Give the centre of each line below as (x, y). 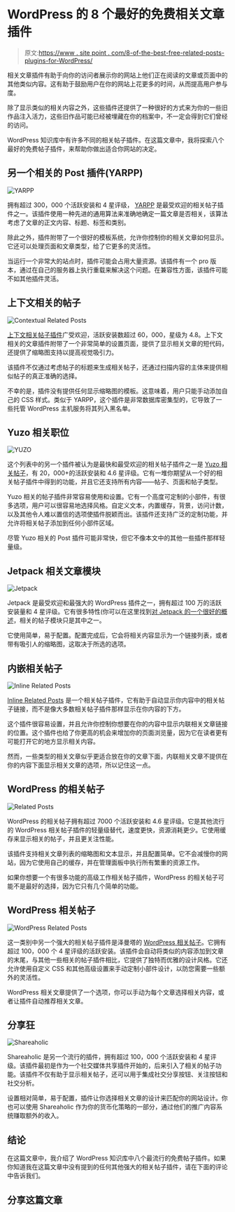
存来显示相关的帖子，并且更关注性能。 (62, 839)
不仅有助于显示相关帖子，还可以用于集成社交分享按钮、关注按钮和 (133, 1074)
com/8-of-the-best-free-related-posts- (168, 53)
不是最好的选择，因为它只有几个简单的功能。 (77, 886)
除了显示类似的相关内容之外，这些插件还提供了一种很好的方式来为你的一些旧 (117, 107)
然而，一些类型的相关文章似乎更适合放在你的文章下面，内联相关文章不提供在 (117, 756)
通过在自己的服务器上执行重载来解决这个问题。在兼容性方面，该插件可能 (123, 269)
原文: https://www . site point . (67, 53)
